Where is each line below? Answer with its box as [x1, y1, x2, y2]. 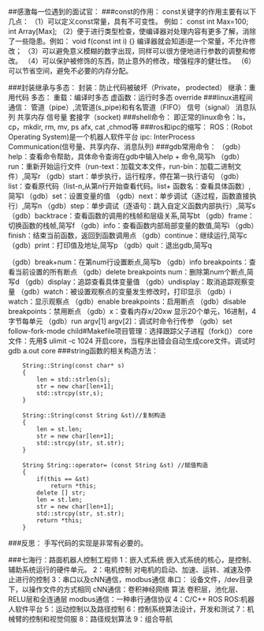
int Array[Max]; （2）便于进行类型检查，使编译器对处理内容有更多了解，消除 [8, 27, 257, 35]
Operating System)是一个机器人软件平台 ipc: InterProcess [8, 133, 195, 141]
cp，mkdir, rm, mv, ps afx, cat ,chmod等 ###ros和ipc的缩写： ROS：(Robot [8, 122, 253, 132]
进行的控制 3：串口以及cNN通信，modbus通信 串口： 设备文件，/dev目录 [14, 575, 254, 584]
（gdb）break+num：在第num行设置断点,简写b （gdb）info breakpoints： [8, 257, 250, 267]
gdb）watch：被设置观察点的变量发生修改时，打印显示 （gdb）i [23, 287, 232, 296]
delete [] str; [36, 489, 87, 497]
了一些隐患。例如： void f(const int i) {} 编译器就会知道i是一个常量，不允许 [8, 36, 250, 46]
